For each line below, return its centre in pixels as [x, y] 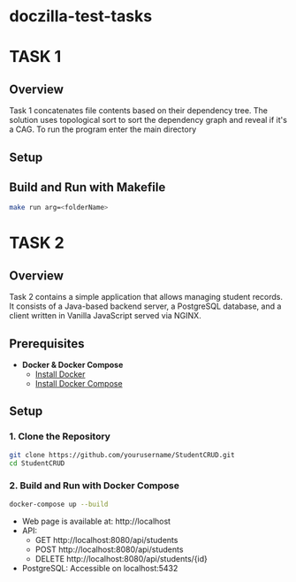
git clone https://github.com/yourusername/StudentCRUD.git [122, 455]
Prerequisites [47, 344]
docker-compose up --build [59, 504]
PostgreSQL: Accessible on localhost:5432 [100, 568]
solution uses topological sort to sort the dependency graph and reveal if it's [148, 120]
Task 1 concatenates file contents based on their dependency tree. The [138, 111]
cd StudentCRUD [37, 463]
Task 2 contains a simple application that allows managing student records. [146, 297]
